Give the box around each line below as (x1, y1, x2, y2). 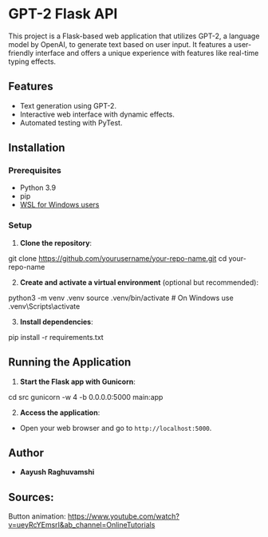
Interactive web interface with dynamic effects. (19, 109, 175, 119)
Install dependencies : (19, 317, 93, 326)
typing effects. (8, 57, 57, 66)
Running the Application (8, 356, 132, 369)
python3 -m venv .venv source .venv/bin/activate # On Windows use (8, 293, 234, 302)
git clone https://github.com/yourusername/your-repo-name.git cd (8, 253, 227, 263)
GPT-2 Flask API (8, 5, 118, 23)
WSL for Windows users (19, 200, 100, 210)
